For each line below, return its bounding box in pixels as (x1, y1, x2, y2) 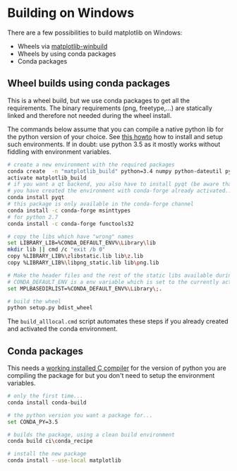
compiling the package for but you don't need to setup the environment (7, 371, 215, 380)
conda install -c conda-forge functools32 (7, 220, 134, 227)
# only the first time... (7, 393, 83, 400)
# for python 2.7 (7, 213, 59, 220)
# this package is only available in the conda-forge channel (7, 201, 194, 208)
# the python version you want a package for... (7, 412, 153, 419)
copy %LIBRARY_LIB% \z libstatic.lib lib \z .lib (7, 253, 143, 260)
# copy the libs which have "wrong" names (7, 233, 134, 240)
